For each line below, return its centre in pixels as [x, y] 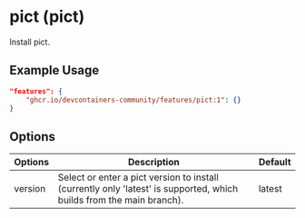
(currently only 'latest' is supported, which [148, 189]
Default [275, 163]
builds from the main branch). [121, 200]
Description [154, 163]
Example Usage [54, 70]
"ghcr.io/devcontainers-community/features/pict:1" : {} [134, 100]
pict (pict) [47, 17]
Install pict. [30, 42]
